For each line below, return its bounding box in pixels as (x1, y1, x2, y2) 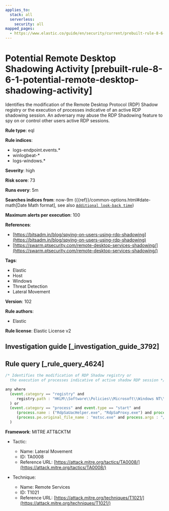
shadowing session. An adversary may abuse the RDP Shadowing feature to (5, 112, 163, 118)
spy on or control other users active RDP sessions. (5, 117, 110, 124)
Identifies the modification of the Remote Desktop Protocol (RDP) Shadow (5, 101, 158, 108)
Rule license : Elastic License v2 (5, 328, 71, 334)
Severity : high (5, 167, 35, 173)
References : (5, 222, 31, 228)
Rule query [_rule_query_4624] (5, 360, 105, 368)
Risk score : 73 (5, 177, 35, 183)
